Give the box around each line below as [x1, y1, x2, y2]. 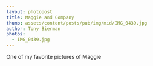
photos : [6, 31, 26, 37]
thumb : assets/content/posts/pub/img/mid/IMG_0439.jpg [6, 20, 148, 26]
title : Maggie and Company [6, 14, 74, 20]
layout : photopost [6, 8, 53, 15]
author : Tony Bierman [6, 25, 61, 32]
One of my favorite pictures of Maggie [6, 53, 102, 60]
